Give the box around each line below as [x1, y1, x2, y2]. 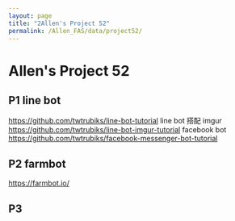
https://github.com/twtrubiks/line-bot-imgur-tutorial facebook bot [8, 125, 227, 135]
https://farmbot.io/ [8, 178, 70, 188]
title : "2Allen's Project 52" [8, 19, 111, 27]
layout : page [8, 11, 52, 20]
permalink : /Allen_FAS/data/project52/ [8, 27, 143, 35]
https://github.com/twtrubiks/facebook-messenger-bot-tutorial [8, 134, 218, 144]
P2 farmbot [8, 156, 66, 170]
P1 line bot [8, 94, 61, 107]
